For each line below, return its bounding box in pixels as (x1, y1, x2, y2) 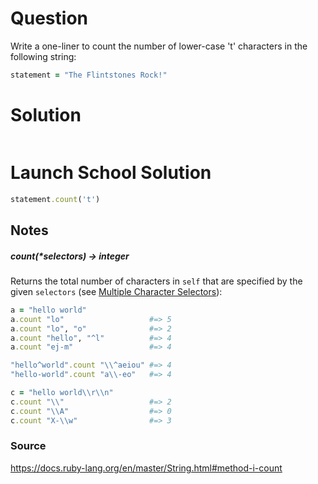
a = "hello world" (10, 305, 87, 315)
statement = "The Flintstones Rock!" (10, 70, 168, 80)
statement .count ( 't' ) (10, 194, 101, 204)
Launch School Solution (10, 161, 212, 184)
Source (10, 439, 47, 453)
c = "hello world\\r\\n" (10, 388, 114, 398)
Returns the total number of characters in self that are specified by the (10, 275, 303, 287)
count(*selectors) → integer (10, 250, 130, 262)
